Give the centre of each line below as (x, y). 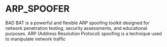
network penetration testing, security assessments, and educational (76, 28)
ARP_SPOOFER (38, 9)
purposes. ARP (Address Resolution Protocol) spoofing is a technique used (84, 33)
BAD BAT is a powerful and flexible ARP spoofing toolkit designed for (77, 23)
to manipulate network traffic (36, 39)
